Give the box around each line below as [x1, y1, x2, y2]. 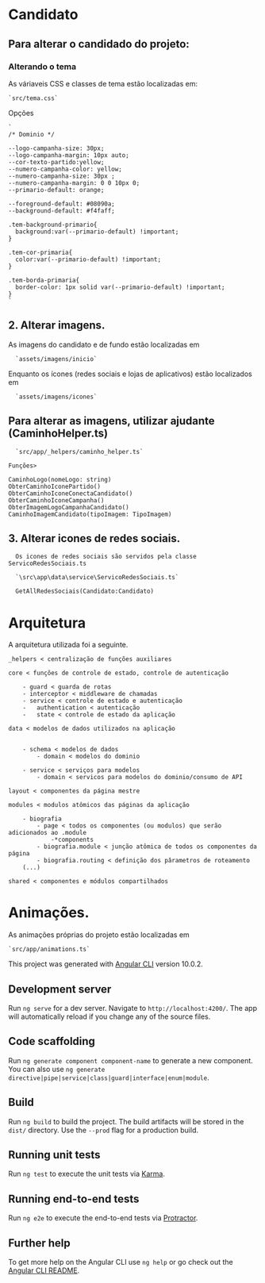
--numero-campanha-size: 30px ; [8, 172, 115, 180]
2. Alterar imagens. [8, 319, 106, 332]
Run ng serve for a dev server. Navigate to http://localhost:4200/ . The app [8, 1004, 258, 1012]
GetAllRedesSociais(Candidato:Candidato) [15, 587, 155, 596]
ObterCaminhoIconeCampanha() [8, 496, 105, 505]
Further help [8, 1236, 71, 1250]
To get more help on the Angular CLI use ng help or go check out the [8, 1258, 233, 1267]
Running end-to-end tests [8, 1192, 140, 1205]
